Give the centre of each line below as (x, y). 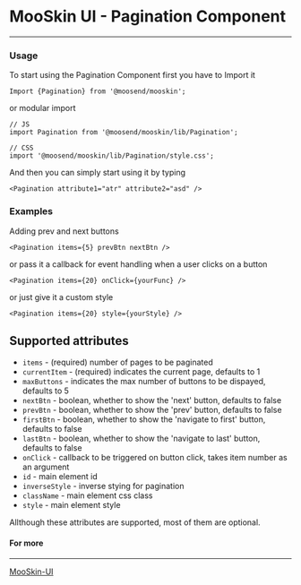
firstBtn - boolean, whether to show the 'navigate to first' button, (144, 419)
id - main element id (60, 477)
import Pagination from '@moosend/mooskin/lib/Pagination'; (124, 133)
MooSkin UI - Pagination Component (148, 17)
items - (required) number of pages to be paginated (117, 362)
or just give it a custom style (61, 297)
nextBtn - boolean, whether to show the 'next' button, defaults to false (152, 400)
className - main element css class (87, 495)
